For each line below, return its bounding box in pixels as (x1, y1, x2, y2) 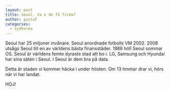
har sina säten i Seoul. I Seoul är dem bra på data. (5, 56, 109, 62)
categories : (5, 21, 30, 27)
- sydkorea (10, 26, 33, 31)
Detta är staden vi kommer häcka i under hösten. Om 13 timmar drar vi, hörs (5, 66, 164, 72)
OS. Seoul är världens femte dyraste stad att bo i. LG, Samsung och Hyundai (5, 51, 165, 57)
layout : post (5, 7, 33, 13)
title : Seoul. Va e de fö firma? (5, 12, 76, 17)
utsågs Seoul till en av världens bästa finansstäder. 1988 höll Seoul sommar (5, 45, 163, 52)
